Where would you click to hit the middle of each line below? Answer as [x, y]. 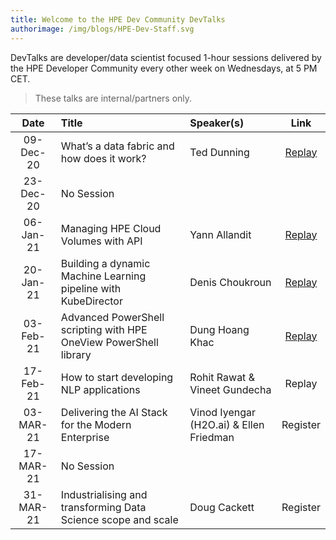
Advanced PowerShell [112, 317]
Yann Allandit [220, 234]
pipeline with [91, 288]
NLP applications [100, 389]
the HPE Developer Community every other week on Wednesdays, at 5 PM [164, 68]
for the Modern [96, 424]
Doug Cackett [222, 507]
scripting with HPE [104, 329]
